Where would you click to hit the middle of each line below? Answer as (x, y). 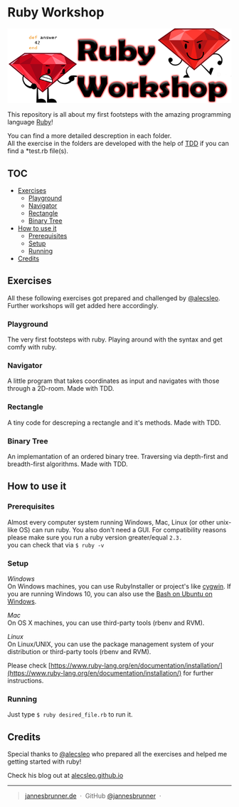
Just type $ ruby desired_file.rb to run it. (70, 714)
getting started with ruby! (44, 761)
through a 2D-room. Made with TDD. (61, 389)
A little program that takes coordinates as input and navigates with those (113, 381)
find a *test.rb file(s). (38, 151)
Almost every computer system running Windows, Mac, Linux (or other (111, 522)
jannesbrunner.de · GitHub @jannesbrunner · (93, 796)
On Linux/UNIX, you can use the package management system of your (111, 644)
